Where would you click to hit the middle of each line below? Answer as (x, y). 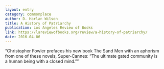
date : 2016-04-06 (23, 37)
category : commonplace (28, 14)
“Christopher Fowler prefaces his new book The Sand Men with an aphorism (82, 51)
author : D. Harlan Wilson (31, 19)
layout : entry (20, 10)
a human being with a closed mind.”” (42, 61)
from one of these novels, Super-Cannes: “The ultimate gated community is (81, 56)
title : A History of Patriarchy (38, 23)
